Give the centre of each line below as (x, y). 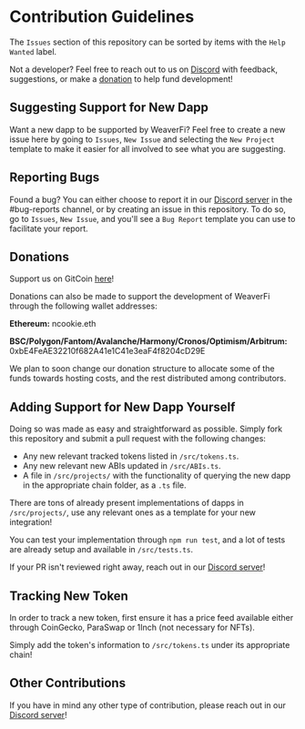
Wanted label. (33, 51)
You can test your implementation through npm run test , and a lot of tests (147, 540)
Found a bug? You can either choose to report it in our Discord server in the (151, 199)
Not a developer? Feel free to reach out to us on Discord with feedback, (144, 69)
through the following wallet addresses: (83, 306)
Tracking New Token (69, 596)
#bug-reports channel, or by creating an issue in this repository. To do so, (148, 209)
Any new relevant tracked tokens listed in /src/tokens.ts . (131, 456)
